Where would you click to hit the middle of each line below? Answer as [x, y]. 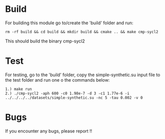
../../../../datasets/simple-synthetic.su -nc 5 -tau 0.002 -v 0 [74, 97]
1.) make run [19, 89]
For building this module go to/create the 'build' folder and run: [69, 23]
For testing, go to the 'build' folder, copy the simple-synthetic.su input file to [83, 75]
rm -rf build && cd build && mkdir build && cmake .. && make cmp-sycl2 [82, 32]
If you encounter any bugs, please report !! [49, 131]
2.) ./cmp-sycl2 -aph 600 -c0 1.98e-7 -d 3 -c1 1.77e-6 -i [67, 93]
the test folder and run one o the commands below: [57, 80]
